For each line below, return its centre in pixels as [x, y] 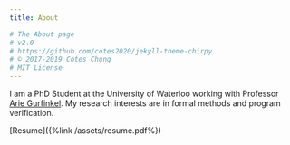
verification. [32, 113]
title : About [34, 18]
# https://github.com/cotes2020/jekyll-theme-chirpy [111, 51]
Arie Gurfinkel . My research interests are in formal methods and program [145, 103]
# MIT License [36, 68]
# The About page [42, 34]
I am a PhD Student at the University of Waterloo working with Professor [144, 93]
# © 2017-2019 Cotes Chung [60, 60]
